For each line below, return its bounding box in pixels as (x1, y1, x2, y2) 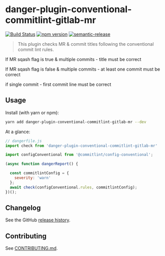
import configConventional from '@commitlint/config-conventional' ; (5, 152, 153, 157)
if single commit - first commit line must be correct (5, 81, 112, 87)
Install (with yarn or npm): (5, 109, 59, 115)
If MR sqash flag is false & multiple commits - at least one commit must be (5, 66, 160, 72)
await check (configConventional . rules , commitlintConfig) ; (10, 184, 138, 190)
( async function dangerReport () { (5, 162, 79, 167)
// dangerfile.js (5, 138, 42, 143)
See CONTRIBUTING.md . (5, 245, 58, 251)
